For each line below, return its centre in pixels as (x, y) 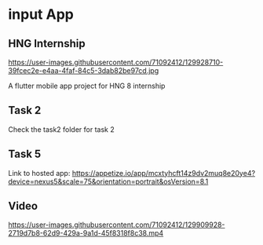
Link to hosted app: (39, 173)
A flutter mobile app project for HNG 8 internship (87, 86)
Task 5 (25, 154)
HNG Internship (47, 44)
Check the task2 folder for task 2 (62, 129)
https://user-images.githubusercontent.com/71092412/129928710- (116, 62)
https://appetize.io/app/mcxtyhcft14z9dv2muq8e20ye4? (164, 173)
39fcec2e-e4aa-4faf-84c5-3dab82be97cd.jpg (84, 71)
